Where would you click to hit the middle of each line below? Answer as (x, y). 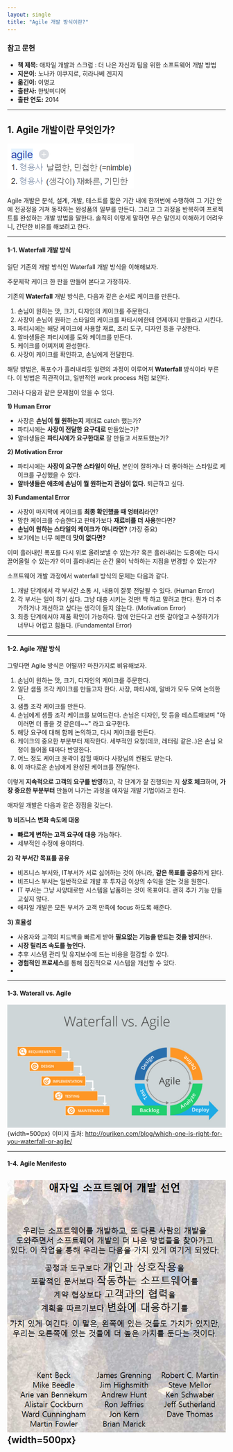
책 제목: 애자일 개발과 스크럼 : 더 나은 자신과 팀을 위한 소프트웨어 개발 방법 (117, 64)
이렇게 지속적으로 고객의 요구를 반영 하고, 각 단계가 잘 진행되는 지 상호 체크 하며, (113, 782)
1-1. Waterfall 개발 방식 (39, 250)
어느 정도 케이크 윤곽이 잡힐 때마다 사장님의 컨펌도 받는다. (95, 759)
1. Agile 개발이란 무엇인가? (61, 130)
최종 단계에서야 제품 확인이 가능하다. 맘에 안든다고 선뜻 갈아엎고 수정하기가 (118, 616)
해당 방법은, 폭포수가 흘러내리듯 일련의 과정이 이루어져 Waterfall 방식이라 (107, 369)
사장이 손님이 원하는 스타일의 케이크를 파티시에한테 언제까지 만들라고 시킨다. (120, 320)
